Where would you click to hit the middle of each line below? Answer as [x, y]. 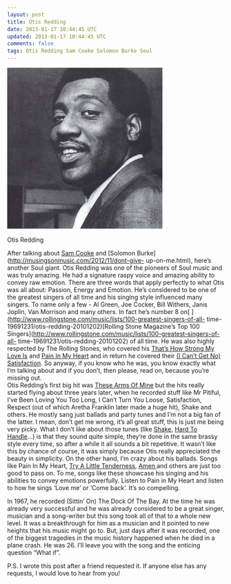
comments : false [30, 44]
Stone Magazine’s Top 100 [162, 327]
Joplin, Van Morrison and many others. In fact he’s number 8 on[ [99, 312]
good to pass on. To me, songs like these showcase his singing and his [108, 473]
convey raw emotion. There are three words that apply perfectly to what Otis [116, 282]
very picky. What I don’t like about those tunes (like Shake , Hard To [102, 429]
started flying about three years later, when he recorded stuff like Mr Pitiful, [114, 392]
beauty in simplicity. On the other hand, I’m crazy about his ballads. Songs [112, 458]
